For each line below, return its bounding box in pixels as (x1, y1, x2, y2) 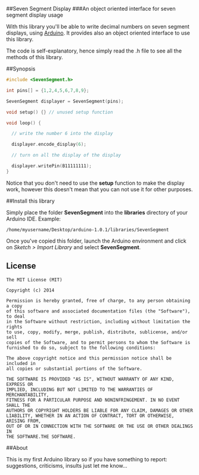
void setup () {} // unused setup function (6, 109, 113, 115)
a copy (6, 303, 23, 309)
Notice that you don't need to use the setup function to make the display (6, 179, 185, 186)
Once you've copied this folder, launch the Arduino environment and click (6, 237, 186, 244)
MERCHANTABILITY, (6, 391, 49, 398)
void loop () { (6, 119, 42, 126)
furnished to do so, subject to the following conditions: (6, 345, 156, 351)
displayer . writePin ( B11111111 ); (11, 163, 92, 169)
